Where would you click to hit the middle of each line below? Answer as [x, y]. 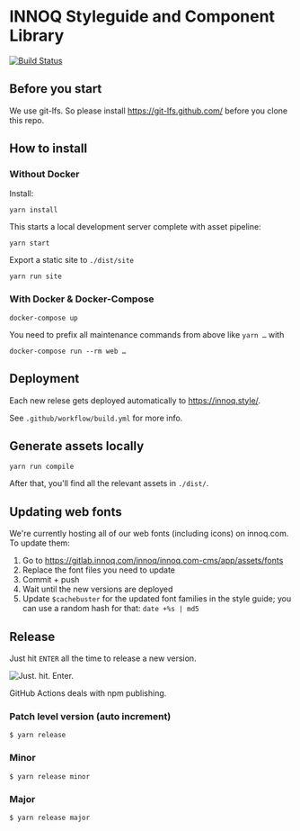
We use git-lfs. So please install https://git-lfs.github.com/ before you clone [149, 111]
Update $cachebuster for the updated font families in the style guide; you [157, 599]
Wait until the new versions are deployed [97, 589]
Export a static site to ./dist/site [72, 260]
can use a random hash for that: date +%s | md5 [110, 609]
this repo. [27, 120]
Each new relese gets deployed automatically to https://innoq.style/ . [135, 400]
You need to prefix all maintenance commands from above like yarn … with [147, 334]
